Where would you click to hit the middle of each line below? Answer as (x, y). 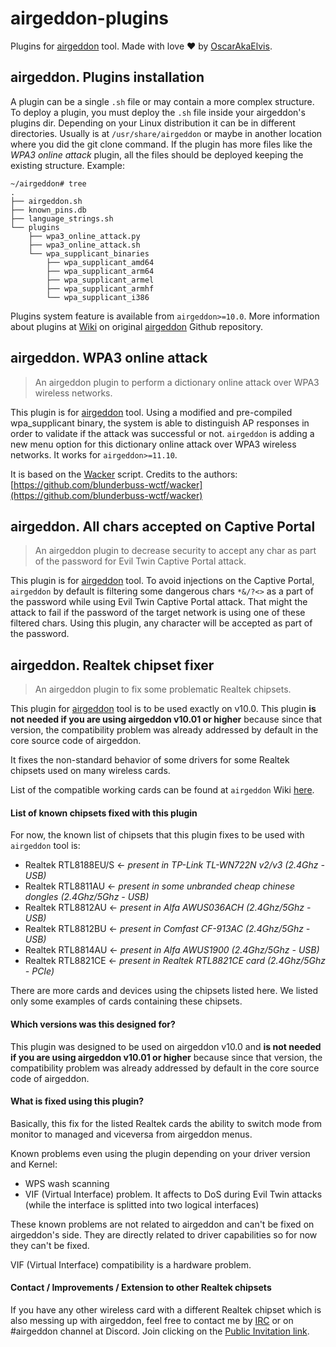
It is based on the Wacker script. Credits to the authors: (124, 474)
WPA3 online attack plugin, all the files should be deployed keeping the (157, 154)
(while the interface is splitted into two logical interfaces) (142, 1204)
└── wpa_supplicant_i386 (98, 297)
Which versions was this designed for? (93, 1024)
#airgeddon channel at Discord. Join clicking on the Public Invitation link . (160, 1331)
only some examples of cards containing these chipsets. (126, 1001)
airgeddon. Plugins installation (107, 77)
